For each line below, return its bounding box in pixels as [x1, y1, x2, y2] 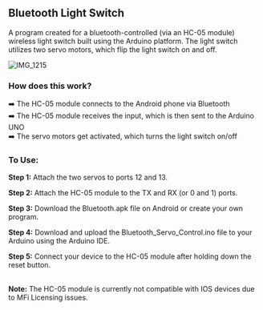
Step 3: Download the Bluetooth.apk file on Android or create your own [8, 203, 243, 213]
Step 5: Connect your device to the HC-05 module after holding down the [8, 252, 252, 261]
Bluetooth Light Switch [8, 6, 124, 20]
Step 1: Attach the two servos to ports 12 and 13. [8, 172, 168, 183]
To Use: [8, 155, 38, 166]
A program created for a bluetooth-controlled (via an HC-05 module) [8, 27, 235, 37]
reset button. [8, 260, 51, 270]
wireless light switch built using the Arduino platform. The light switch [8, 36, 238, 46]
